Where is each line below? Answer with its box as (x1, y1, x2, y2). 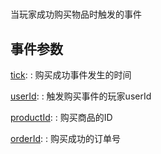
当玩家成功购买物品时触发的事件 (10, 8, 142, 21)
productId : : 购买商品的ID (10, 112, 113, 123)
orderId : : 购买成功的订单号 (10, 133, 121, 144)
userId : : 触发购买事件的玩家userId (10, 90, 152, 102)
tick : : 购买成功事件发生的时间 (10, 69, 132, 81)
